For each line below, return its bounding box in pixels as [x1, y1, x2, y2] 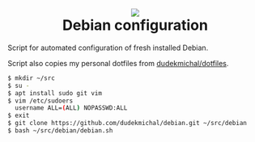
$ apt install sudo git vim [7, 89, 103, 97]
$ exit [7, 111, 30, 120]
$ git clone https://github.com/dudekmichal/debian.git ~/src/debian [7, 119, 248, 127]
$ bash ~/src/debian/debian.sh [7, 127, 113, 135]
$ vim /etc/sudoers [7, 97, 74, 105]
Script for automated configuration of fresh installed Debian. [7, 43, 209, 52]
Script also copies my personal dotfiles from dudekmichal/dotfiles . [7, 58, 229, 68]
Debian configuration [62, 16, 208, 35]
